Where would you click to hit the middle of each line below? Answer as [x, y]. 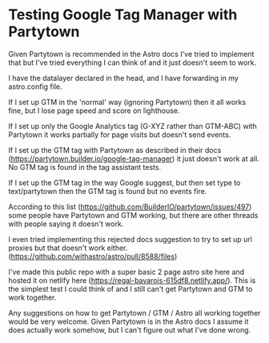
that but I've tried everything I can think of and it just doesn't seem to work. [132, 63]
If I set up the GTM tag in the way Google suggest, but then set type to [124, 183]
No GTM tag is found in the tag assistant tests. [85, 167]
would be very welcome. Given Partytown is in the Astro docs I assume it [128, 321]
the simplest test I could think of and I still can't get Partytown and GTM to [130, 289]
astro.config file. [35, 87]
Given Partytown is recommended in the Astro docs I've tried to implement [131, 54]
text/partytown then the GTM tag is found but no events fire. [108, 191]
